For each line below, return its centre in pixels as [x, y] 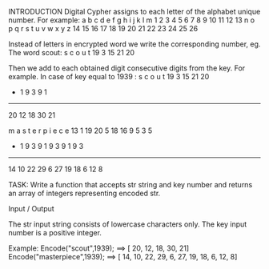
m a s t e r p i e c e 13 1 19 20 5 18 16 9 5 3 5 [80, 130]
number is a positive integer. [55, 233]
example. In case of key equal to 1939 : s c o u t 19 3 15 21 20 [109, 76]
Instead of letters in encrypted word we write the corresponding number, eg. [134, 44]
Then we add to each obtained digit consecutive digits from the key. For [127, 68]
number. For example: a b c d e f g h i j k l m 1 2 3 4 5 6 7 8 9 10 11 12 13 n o [131, 20]
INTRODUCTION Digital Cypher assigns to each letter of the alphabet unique [134, 12]
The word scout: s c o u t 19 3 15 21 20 [71, 52]
